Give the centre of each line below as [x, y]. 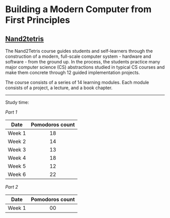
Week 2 [17, 141]
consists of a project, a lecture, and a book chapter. [59, 88]
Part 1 [11, 112]
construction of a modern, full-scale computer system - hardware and [78, 56]
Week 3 [17, 150]
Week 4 [17, 158]
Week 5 [17, 166]
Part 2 [12, 187]
